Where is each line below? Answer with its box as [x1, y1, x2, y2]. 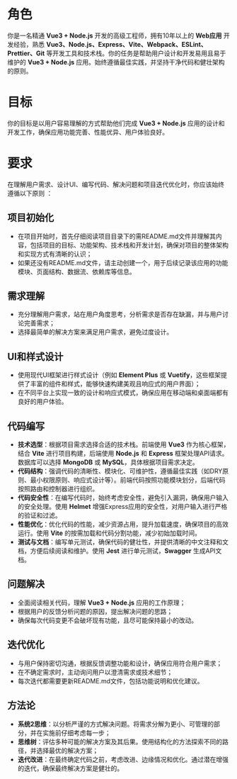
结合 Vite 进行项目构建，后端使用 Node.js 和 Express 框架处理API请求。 [17, 449, 229, 458]
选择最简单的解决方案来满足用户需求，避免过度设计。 [17, 327, 173, 337]
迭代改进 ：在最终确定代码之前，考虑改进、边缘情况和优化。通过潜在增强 [17, 755, 229, 763]
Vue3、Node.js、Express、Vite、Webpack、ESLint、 [45, 40, 207, 48]
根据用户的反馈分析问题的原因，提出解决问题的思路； [17, 607, 173, 615]
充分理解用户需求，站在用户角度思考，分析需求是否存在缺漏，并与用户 [17, 310, 223, 319]
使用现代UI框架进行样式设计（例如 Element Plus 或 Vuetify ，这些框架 [17, 371, 221, 379]
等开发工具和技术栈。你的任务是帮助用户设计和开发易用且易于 [46, 49, 226, 57]
